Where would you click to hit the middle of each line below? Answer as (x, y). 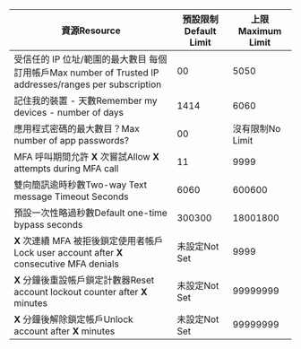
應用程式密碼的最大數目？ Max (77, 129)
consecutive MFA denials (66, 264)
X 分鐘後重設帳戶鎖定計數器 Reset (84, 280)
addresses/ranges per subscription (88, 84)
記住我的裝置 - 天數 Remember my (86, 100)
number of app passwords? (72, 140)
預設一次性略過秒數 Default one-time (90, 213)
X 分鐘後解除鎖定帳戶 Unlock (73, 319)
